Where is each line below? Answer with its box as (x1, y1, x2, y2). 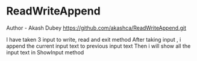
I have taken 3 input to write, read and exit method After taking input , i (6, 36, 181, 43)
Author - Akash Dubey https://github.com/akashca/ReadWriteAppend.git (6, 24, 187, 31)
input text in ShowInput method (6, 48, 84, 56)
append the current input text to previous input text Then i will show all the (6, 42, 191, 50)
